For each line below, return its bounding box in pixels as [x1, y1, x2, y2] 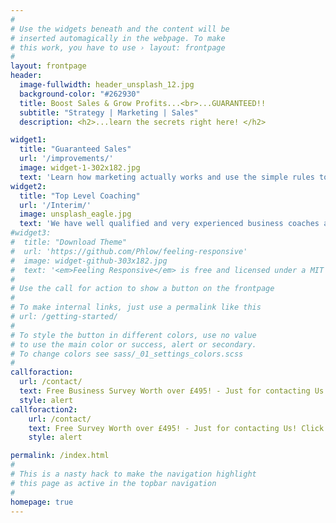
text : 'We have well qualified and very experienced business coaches [19, 219, 320, 229]
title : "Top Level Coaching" [19, 191, 141, 201]
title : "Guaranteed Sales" [19, 144, 132, 155]
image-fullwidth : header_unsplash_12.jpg [19, 80, 195, 90]
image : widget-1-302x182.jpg [19, 163, 141, 173]
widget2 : [10, 181, 47, 191]
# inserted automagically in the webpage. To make [10, 33, 226, 43]
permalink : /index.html [10, 451, 110, 461]
